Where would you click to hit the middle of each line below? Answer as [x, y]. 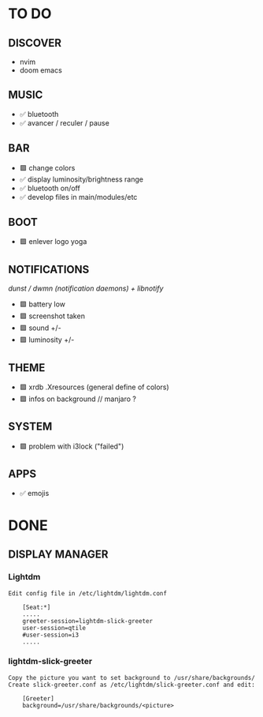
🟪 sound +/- [40, 328]
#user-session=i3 [51, 635]
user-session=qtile [54, 628]
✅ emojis [34, 493]
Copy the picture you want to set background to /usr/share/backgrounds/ [132, 678]
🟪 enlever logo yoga [53, 242]
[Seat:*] [37, 607]
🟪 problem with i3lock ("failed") [72, 446]
